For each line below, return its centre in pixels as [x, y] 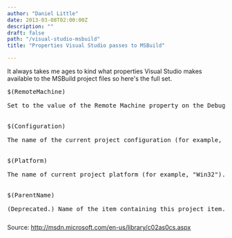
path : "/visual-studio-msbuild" [54, 39]
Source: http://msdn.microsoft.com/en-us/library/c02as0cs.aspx [99, 227]
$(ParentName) [31, 195]
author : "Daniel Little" [43, 13]
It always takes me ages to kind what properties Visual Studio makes [105, 71]
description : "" [30, 26]
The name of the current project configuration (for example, [115, 140]
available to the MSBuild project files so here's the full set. [90, 79]
